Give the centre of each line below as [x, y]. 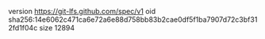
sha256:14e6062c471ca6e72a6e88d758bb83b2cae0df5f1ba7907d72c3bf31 [133, 19]
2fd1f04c [23, 28]
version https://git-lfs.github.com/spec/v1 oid [82, 11]
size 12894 [57, 28]
